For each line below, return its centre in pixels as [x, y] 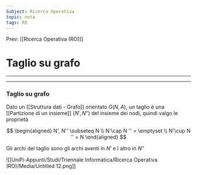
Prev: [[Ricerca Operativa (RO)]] [45, 39]
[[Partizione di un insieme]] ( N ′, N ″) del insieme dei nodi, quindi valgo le [92, 113]
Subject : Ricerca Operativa [40, 11]
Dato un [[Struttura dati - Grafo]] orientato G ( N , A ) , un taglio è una [85, 107]
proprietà [17, 119]
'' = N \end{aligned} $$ [98, 137]
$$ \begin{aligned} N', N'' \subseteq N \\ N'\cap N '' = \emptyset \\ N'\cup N [98, 130]
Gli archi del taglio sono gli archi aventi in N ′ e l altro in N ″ [75, 148]
